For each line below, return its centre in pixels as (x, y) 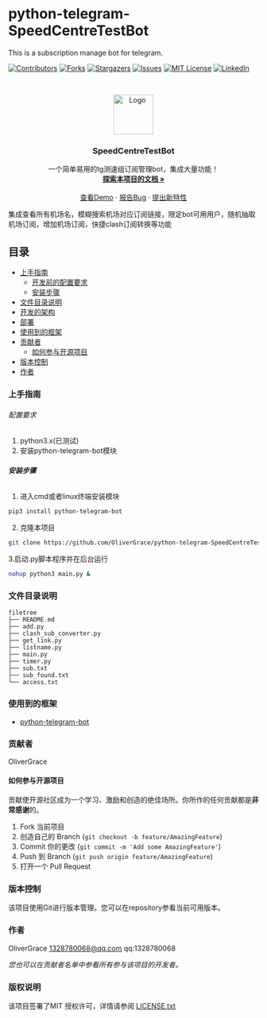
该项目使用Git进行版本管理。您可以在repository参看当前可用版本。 (116, 908)
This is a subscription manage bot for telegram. (86, 52)
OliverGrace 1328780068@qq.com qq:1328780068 (92, 948)
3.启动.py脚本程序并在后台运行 (58, 559)
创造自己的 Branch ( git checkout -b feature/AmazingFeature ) (121, 837)
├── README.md (32, 620)
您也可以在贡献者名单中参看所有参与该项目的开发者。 (95, 964)
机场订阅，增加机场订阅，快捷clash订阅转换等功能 (90, 224)
